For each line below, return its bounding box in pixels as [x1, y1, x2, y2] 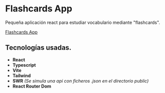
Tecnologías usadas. [5, 43, 72, 52]
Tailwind [12, 73, 31, 79]
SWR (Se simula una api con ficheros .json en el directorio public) [12, 78, 149, 84]
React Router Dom [12, 83, 52, 89]
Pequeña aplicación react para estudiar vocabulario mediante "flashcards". [5, 19, 160, 25]
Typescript [12, 62, 36, 68]
